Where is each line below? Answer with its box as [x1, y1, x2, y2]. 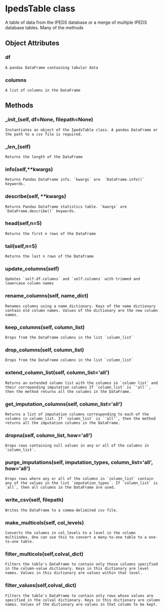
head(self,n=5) [5, 220, 42, 227]
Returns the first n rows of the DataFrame [5, 231, 96, 236]
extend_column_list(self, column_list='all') [5, 369, 110, 376]
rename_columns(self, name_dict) [5, 292, 89, 299]
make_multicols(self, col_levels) [5, 519, 84, 526]
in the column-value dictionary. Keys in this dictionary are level [5, 566, 149, 571]
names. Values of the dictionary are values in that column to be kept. [5, 602, 158, 607]
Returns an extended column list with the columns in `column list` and [5, 380, 158, 386]
